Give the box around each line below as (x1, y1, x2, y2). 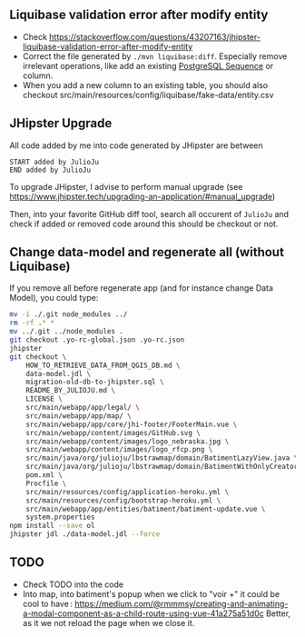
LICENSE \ (25, 394, 64, 403)
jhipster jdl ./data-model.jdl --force (9, 530, 161, 539)
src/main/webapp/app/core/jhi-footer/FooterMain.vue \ (25, 420, 238, 429)
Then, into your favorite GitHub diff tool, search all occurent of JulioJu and (9, 208, 289, 219)
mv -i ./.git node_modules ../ (9, 310, 128, 319)
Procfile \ (25, 479, 67, 488)
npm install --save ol (9, 522, 95, 531)
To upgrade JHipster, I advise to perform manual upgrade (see (9, 181, 243, 192)
